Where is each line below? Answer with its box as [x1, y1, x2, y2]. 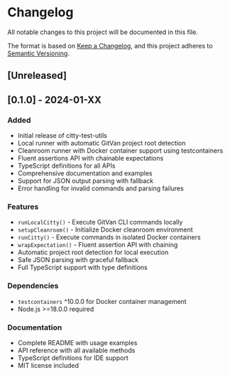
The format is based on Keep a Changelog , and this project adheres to [7, 41, 213, 50]
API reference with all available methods [17, 346, 136, 354]
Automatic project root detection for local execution [17, 248, 169, 256]
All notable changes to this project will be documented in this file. [7, 28, 199, 36]
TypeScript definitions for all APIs [17, 161, 116, 170]
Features [7, 202, 39, 212]
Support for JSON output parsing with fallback [17, 177, 154, 185]
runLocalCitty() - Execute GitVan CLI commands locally [17, 218, 183, 227]
